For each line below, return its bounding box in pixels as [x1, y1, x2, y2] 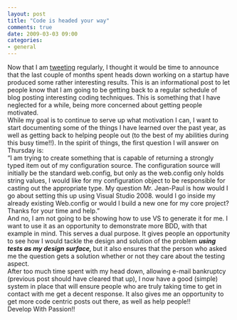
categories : [7, 37, 43, 44]
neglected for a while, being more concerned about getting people [7, 101, 203, 109]
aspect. [7, 260, 30, 267]
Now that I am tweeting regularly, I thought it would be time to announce [7, 63, 219, 71]
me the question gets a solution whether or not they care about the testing [7, 252, 226, 260]
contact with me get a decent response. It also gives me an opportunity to [7, 289, 224, 298]
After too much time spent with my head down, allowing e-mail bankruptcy [7, 267, 226, 275]
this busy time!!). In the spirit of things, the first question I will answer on [7, 139, 219, 146]
